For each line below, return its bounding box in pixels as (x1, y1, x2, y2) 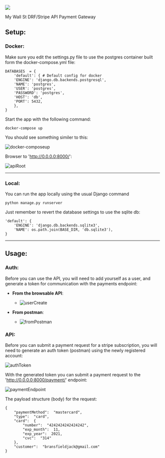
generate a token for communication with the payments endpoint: (5, 280, 137, 286)
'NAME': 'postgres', (14, 82, 56, 87)
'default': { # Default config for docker (14, 73, 102, 78)
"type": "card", (14, 414, 50, 419)
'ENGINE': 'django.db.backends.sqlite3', (14, 223, 100, 228)
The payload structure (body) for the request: (5, 396, 97, 402)
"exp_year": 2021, (23, 431, 63, 436)
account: (5, 352, 23, 359)
